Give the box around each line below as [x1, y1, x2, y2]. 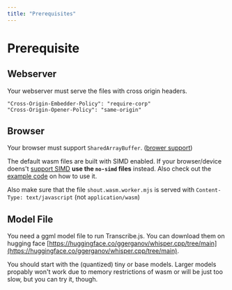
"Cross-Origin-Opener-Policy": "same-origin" [7, 106, 141, 113]
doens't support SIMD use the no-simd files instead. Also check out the [7, 165, 212, 173]
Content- [196, 187, 222, 194]
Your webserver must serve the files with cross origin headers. [7, 87, 187, 95]
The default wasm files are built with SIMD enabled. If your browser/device [7, 157, 222, 166]
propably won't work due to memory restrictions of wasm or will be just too [7, 268, 223, 276]
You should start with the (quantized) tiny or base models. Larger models [7, 260, 217, 269]
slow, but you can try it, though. [7, 275, 98, 284]
